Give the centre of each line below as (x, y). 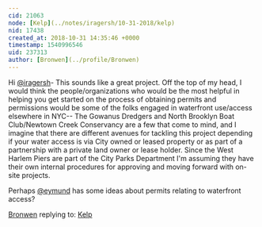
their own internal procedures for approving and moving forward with (121, 167)
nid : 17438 (26, 30)
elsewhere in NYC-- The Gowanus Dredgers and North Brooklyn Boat (122, 116)
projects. (36, 175)
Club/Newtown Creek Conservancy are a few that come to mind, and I (122, 125)
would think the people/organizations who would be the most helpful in (124, 90)
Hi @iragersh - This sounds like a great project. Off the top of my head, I (125, 82)
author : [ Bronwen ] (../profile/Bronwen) (74, 60)
